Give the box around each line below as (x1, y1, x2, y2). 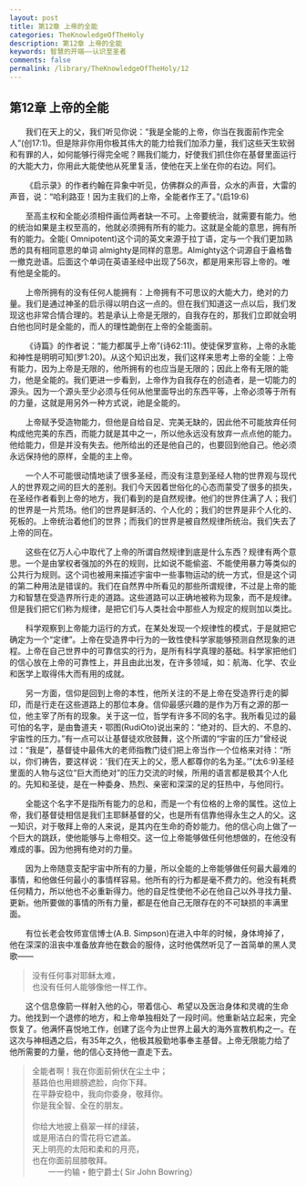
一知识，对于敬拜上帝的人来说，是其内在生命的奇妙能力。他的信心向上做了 (9, 821, 289, 832)
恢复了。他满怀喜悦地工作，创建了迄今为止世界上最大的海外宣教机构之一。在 (9, 1023, 297, 1034)
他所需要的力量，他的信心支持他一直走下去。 (9, 1046, 178, 1057)
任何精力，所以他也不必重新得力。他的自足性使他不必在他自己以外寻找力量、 (9, 885, 297, 896)
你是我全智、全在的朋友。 (31, 1099, 128, 1110)
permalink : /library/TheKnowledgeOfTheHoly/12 (9, 65, 189, 74)
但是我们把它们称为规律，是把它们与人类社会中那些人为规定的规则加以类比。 (9, 603, 297, 614)
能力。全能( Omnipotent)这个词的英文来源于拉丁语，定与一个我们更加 (25, 233, 285, 244)
